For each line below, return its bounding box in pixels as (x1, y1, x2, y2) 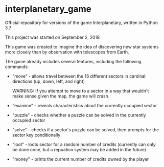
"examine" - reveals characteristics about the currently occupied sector (12, 102, 157, 108)
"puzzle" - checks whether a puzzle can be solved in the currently (12, 112, 146, 118)
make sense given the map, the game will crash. (12, 93, 110, 99)
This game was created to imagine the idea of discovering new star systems (5, 44, 159, 49)
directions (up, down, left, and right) (12, 78, 85, 84)
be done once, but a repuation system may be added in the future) (12, 146, 146, 152)
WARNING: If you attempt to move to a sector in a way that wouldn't (12, 88, 149, 94)
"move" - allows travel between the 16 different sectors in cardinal (12, 73, 146, 79)
